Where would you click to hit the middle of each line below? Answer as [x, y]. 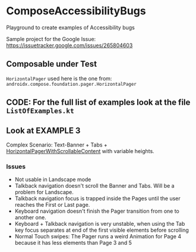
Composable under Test [51, 64]
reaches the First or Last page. [52, 205]
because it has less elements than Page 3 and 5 [73, 243]
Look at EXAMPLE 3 [43, 130]
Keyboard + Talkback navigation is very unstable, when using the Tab [100, 224]
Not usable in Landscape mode [53, 179]
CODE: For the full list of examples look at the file [98, 102]
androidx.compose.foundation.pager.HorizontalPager [71, 84]
